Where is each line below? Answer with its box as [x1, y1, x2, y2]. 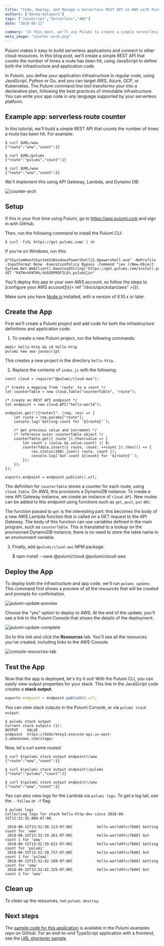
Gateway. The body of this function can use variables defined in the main [5, 519, 152, 525]
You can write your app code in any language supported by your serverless [5, 93, 157, 99]
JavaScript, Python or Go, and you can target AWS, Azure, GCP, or [5, 78, 139, 84]
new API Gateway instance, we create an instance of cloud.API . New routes [5, 494, 157, 500]
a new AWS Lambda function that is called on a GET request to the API [5, 514, 147, 519]
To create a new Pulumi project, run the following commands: [12, 335, 136, 341]
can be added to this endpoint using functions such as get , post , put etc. [5, 499, 151, 505]
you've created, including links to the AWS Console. [5, 639, 109, 645]
